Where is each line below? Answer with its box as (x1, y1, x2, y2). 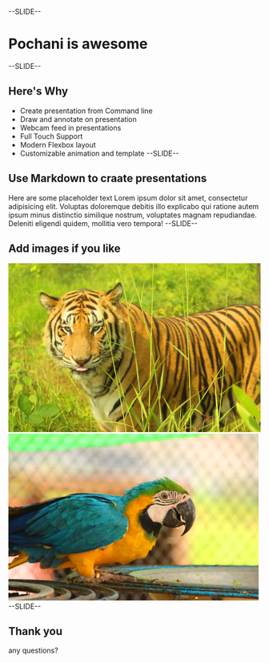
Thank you (8, 625, 62, 638)
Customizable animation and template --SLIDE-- (19, 148, 179, 158)
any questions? (8, 645, 58, 656)
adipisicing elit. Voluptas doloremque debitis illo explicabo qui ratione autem (8, 201, 259, 211)
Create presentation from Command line (19, 106, 154, 115)
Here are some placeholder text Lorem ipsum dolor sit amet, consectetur (8, 192, 248, 203)
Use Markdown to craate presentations (8, 172, 207, 185)
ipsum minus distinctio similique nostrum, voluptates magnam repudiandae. (8, 210, 258, 220)
